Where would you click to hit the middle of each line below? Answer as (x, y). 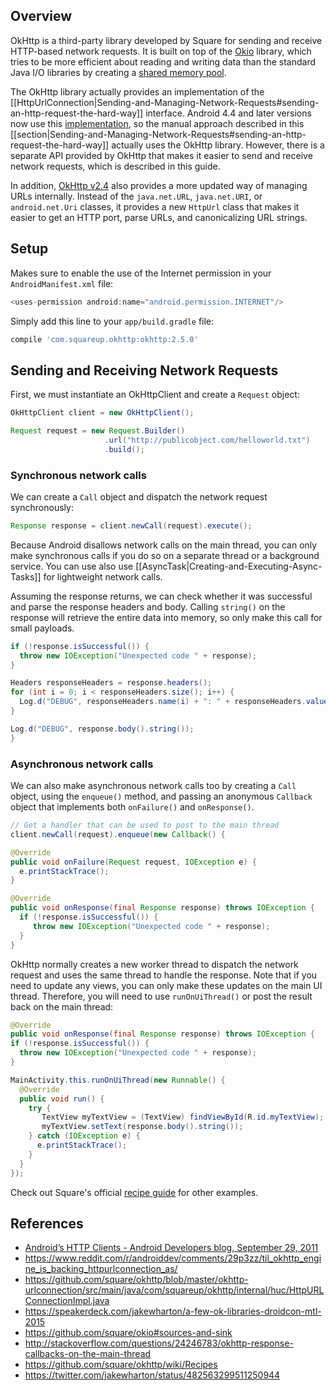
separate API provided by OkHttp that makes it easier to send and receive (161, 155)
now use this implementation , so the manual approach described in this (157, 123)
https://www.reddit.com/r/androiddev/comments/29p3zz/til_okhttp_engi (173, 1258)
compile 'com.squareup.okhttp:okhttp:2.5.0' (104, 339)
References (47, 1223)
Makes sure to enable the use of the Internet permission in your (141, 273)
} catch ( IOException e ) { (84, 1136)
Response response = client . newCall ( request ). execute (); (131, 525)
